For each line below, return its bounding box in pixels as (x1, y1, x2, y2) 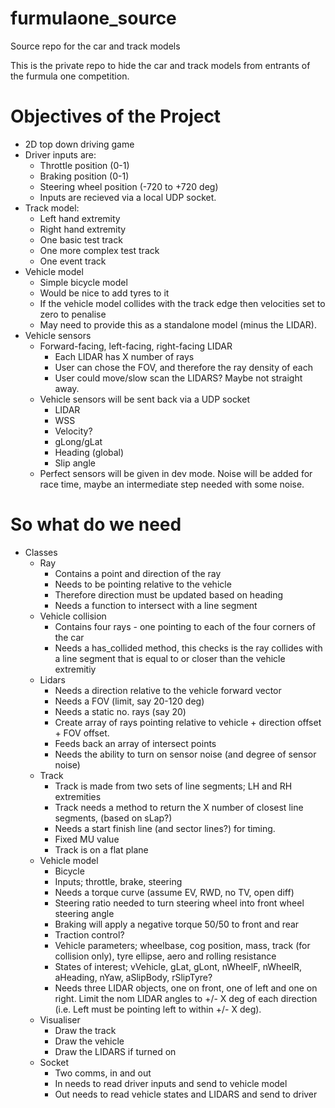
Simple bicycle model (39, 276, 128, 288)
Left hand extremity (39, 212, 121, 224)
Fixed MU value (54, 833, 120, 845)
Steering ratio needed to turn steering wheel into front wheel (54, 897, 305, 909)
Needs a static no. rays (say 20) (54, 705, 187, 717)
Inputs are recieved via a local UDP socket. (39, 191, 217, 203)
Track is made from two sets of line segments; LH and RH (54, 780, 293, 792)
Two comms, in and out (54, 1067, 152, 1079)
